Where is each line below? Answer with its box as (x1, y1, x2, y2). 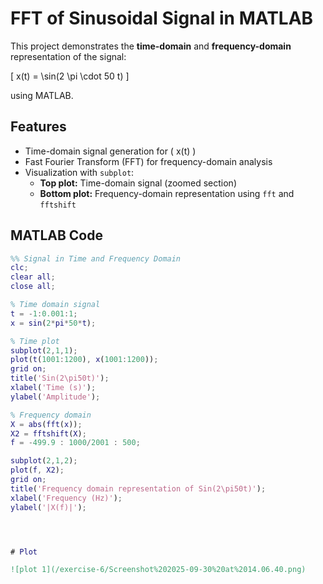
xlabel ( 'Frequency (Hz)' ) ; (10, 493, 123, 503)
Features (10, 118, 67, 136)
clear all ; (10, 272, 56, 282)
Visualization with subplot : (24, 166, 135, 178)
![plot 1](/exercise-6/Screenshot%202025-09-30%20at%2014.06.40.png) (10, 565, 307, 575)
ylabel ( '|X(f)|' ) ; (10, 502, 87, 512)
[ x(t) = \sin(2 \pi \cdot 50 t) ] (10, 70, 130, 82)
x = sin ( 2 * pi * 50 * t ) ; (10, 318, 97, 328)
